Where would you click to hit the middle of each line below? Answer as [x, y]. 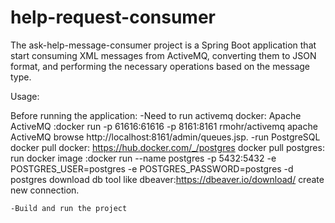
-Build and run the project [69, 208]
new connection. [45, 190]
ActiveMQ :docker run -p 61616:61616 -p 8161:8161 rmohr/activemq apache [164, 126]
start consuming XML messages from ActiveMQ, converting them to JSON [163, 55]
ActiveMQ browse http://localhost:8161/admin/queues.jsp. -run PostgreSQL [165, 137]
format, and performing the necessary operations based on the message [160, 66]
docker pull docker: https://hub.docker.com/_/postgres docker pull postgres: [167, 147]
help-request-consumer [113, 17]
